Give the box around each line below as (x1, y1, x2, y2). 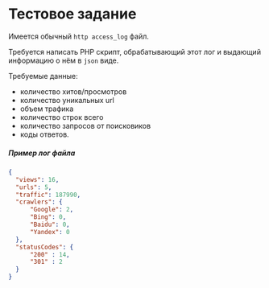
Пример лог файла (8, 148, 76, 158)
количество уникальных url (19, 95, 115, 105)
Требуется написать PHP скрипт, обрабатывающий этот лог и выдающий (8, 47, 262, 56)
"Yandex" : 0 (29, 228, 70, 236)
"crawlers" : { (15, 198, 63, 206)
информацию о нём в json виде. (8, 56, 119, 65)
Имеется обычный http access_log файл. (8, 31, 149, 41)
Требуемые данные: (8, 71, 78, 80)
